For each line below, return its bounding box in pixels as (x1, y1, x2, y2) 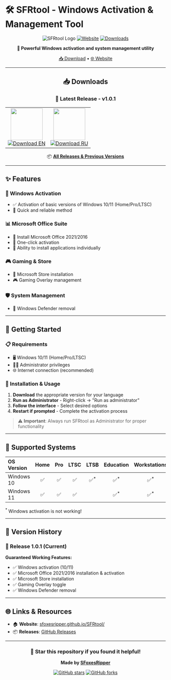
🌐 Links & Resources (5, 607, 72, 616)
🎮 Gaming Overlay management (12, 276, 81, 283)
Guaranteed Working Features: (5, 555, 72, 561)
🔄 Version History (5, 527, 62, 536)
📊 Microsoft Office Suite (5, 220, 68, 228)
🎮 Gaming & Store (5, 258, 52, 265)
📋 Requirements (5, 340, 48, 347)
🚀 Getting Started (5, 325, 62, 334)
